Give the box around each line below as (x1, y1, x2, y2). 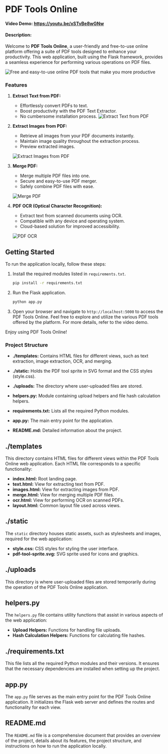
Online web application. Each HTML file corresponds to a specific (5, 460, 141, 466)
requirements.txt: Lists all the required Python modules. (12, 408, 129, 414)
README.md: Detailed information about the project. (12, 428, 122, 434)
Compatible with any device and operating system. (20, 218, 125, 224)
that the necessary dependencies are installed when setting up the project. (5, 665, 160, 672)
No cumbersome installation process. (20, 113, 97, 119)
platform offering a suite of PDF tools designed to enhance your (5, 48, 137, 54)
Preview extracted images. (20, 143, 75, 149)
